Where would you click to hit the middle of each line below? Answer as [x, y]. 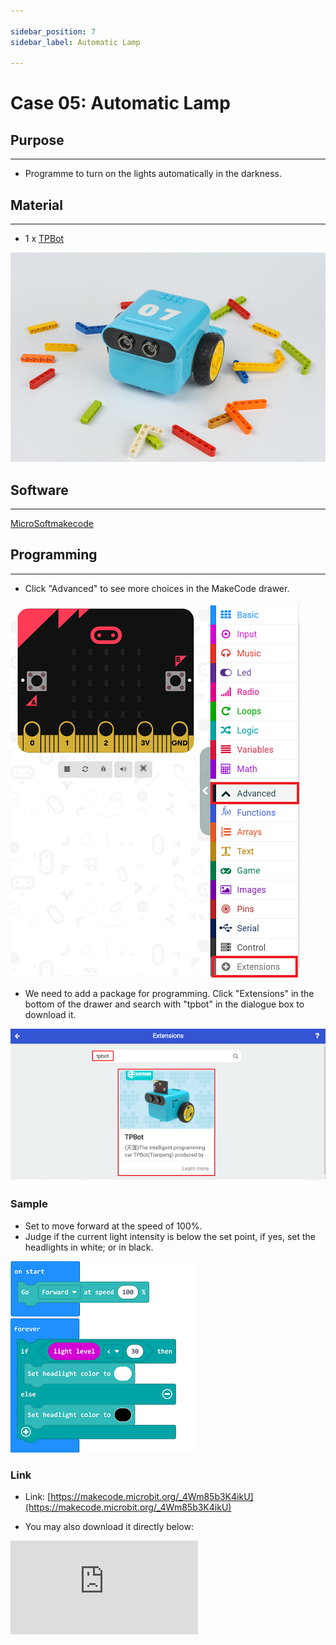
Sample [29, 1204]
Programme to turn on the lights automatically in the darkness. [153, 174]
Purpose [37, 140]
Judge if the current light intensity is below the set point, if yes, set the [170, 1236]
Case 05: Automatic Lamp [120, 103]
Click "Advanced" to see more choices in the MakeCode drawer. [157, 588]
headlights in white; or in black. [89, 1247]
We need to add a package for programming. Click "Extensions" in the [169, 993]
